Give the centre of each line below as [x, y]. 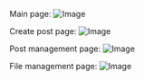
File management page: [53, 66]
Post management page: [55, 49]
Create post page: [43, 31]
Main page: [30, 14]
